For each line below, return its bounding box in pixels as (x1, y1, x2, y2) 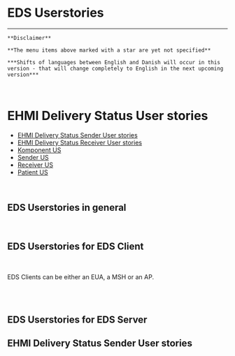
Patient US (17, 168, 48, 176)
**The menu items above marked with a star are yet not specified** (7, 47, 211, 54)
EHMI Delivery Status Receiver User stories (17, 138, 142, 147)
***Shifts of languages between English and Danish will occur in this (7, 59, 220, 66)
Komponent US (17, 145, 62, 154)
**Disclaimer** (7, 34, 52, 41)
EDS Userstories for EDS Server (7, 313, 148, 325)
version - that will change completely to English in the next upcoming (7, 65, 224, 72)
